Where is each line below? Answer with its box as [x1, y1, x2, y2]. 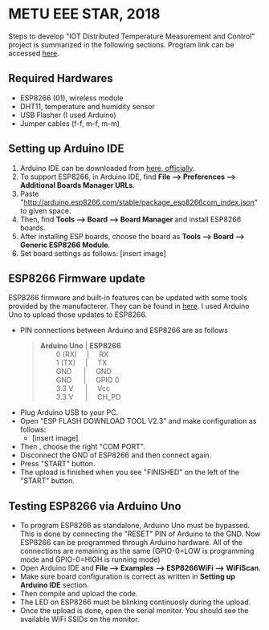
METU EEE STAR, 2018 [8, 5, 161, 23]
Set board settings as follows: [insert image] [19, 248, 166, 258]
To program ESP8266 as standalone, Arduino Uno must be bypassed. [19, 521, 251, 530]
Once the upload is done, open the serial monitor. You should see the [19, 606, 249, 616]
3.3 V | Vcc [55, 384, 111, 393]
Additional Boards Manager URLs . [19, 180, 135, 189]
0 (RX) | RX [55, 350, 109, 360]
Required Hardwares [8, 71, 114, 85]
